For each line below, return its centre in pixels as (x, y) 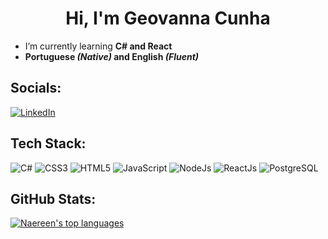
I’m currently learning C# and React (98, 46)
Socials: (36, 88)
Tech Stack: (48, 143)
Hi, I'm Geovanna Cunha (168, 18)
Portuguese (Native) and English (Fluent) (112, 56)
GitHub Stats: (53, 198)
